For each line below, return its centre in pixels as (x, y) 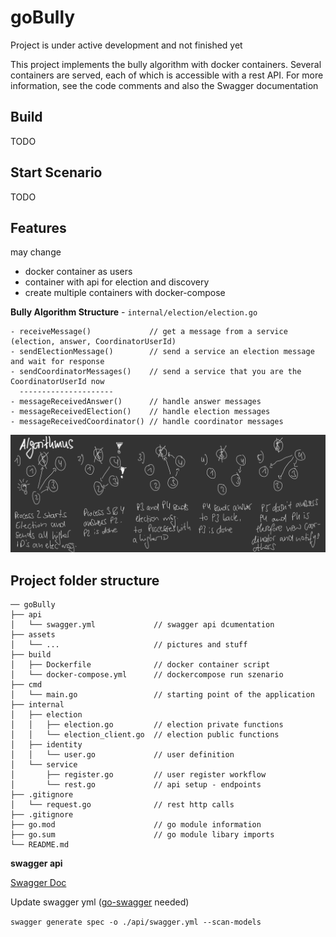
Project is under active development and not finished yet (126, 45)
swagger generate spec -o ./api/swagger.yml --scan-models (136, 922)
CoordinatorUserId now (57, 382)
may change (36, 252)
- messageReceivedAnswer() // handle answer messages (136, 402)
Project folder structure (85, 580)
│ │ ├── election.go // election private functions (147, 725)
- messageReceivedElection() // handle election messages (140, 412)
